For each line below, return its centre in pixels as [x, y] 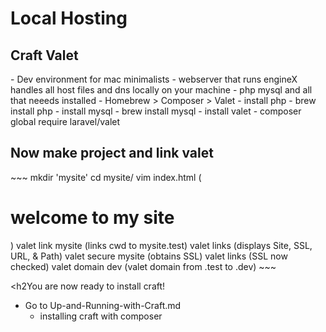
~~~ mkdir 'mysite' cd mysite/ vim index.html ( [106, 177]
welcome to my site [92, 218]
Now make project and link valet [112, 153]
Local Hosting [69, 18]
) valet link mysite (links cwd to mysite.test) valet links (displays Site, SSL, [161, 245]
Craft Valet [44, 55]
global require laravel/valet [65, 121]
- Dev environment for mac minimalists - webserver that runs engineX [154, 79]
